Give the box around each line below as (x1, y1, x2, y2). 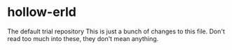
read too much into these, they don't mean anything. (7, 34, 159, 42)
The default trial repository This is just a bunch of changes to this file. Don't (7, 27, 226, 35)
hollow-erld (7, 4, 77, 20)
